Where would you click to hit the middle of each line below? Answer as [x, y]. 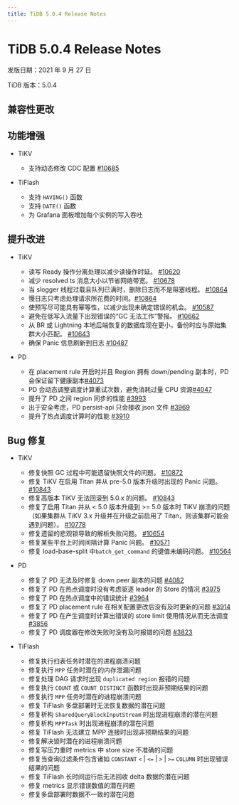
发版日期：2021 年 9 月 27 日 [49, 70]
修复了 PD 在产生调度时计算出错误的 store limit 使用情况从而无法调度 [128, 616]
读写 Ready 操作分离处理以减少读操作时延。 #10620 [104, 272]
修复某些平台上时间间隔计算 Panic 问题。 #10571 [99, 543]
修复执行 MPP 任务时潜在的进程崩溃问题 [85, 697]
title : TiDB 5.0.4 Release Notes [57, 14]
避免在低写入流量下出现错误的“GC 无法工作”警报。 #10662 [114, 316]
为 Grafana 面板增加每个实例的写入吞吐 [86, 215]
